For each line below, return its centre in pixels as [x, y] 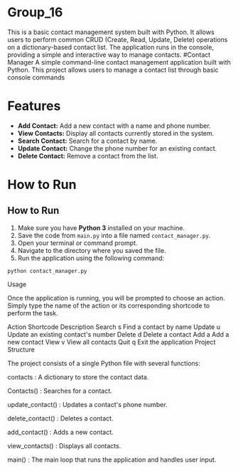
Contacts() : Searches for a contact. [60, 391]
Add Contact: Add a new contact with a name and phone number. [114, 126]
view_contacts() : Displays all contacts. [64, 445]
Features [34, 106]
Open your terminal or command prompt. [77, 243]
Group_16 [35, 12]
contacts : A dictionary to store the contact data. [78, 377]
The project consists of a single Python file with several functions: [104, 363]
